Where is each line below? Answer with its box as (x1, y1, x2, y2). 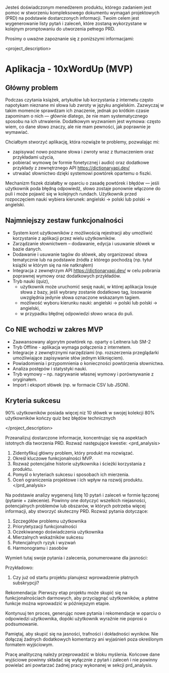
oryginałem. (12, 376, 38, 382)
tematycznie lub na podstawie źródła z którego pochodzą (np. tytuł (12, 256, 152, 263)
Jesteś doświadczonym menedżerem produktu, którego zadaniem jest (5, 5, 152, 10)
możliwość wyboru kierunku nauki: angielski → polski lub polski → (20, 300, 158, 306)
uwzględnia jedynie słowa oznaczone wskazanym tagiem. (20, 294, 141, 301)
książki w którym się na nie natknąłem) (12, 262, 93, 268)
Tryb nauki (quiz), (12, 278, 49, 284)
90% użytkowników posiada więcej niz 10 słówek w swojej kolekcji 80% (5, 410, 155, 416)
